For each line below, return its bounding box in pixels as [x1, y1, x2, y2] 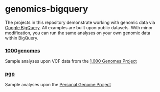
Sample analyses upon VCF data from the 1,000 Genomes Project [5, 58, 137, 64]
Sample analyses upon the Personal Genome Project [5, 81, 111, 87]
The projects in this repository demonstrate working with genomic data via [5, 19, 155, 25]
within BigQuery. [5, 35, 39, 41]
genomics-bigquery [5, 3, 88, 15]
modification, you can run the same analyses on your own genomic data [5, 30, 151, 36]
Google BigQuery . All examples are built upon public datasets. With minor [5, 24, 153, 30]
